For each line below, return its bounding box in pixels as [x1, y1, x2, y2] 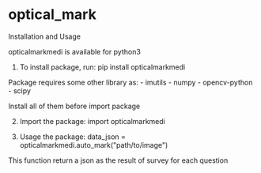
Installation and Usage [8, 32, 81, 41]
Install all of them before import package [8, 101, 141, 111]
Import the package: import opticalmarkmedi [19, 116, 166, 126]
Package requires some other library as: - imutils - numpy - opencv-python [8, 77, 253, 87]
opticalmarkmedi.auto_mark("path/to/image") [19, 140, 168, 149]
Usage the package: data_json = [19, 132, 127, 141]
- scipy [8, 85, 32, 96]
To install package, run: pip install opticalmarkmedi [19, 62, 186, 72]
